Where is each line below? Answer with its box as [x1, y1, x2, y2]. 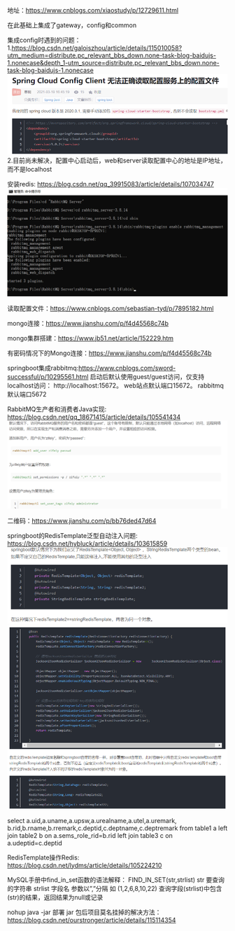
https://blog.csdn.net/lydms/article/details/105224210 [7, 861, 162, 869]
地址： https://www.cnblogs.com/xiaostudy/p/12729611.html [7, 6, 179, 14]
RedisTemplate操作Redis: [7, 853, 80, 862]
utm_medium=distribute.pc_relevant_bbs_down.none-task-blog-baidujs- [7, 51, 217, 60]
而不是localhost [7, 165, 52, 173]
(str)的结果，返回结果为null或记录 [7, 892, 104, 902]
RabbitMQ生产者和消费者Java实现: [7, 405, 107, 413]
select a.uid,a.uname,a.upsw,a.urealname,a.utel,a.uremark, [7, 816, 177, 825]
